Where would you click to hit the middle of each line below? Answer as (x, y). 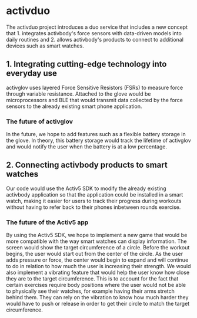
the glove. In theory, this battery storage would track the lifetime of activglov (98, 141)
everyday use (32, 74)
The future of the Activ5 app (47, 222)
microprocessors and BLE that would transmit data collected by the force (95, 100)
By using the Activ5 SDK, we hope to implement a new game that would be (97, 235)
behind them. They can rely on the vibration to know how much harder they (97, 297)
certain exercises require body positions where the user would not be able (96, 285)
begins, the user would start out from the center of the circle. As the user (95, 254)
